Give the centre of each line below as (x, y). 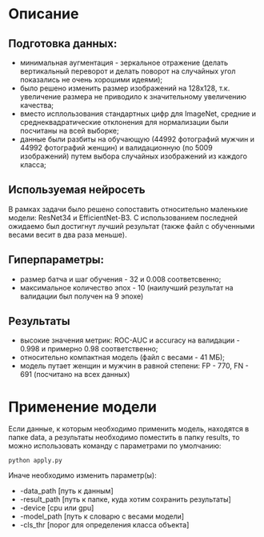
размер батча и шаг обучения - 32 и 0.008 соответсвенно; (120, 279)
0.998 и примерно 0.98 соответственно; (89, 349)
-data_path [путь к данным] (66, 491)
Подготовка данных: (63, 44)
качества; (37, 105)
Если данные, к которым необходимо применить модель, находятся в (129, 429)
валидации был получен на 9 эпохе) (82, 296)
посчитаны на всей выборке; (69, 130)
